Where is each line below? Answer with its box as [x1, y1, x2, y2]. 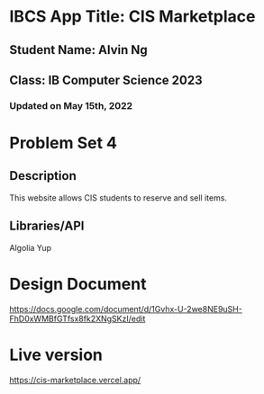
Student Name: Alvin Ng [9, 42, 149, 58]
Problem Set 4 [9, 133, 117, 154]
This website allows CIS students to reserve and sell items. [9, 192, 228, 203]
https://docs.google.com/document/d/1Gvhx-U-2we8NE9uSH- [9, 303, 243, 314]
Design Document [9, 273, 147, 294]
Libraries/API [9, 219, 85, 234]
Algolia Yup [9, 242, 52, 253]
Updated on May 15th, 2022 [9, 99, 133, 112]
